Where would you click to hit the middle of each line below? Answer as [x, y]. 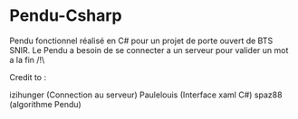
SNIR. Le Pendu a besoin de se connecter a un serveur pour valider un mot [149, 50]
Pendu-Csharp [66, 16]
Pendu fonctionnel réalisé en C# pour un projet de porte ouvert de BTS [141, 41]
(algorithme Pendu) [45, 104]
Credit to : [28, 77]
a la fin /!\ [27, 59]
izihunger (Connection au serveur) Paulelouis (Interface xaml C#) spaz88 [146, 95]
